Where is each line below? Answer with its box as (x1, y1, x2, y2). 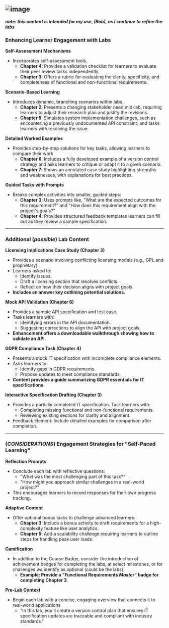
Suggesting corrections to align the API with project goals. (20, 325, 141, 331)
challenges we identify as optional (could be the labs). (12, 566, 125, 572)
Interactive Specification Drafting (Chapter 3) (5, 392, 102, 398)
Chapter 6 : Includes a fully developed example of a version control (20, 156, 159, 162)
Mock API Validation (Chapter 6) (5, 299, 74, 305)
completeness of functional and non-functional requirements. (20, 79, 147, 85)
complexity (20, 525, 43, 531)
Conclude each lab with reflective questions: (12, 468, 105, 474)
